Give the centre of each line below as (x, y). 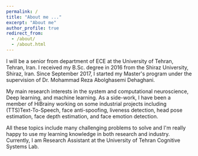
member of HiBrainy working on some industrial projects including (86, 104)
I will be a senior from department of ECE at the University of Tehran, (90, 61)
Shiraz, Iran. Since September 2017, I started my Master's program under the (99, 74)
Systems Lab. (23, 146)
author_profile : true (33, 28)
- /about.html (29, 45)
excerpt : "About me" (32, 22)
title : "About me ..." (34, 17)
